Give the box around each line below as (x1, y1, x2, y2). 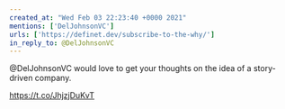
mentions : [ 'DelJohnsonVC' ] (9, 22, 115, 31)
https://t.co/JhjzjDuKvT (9, 90, 95, 101)
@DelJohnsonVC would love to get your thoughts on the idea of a (9, 63, 252, 74)
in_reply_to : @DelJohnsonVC (9, 38, 115, 48)
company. (34, 73, 72, 84)
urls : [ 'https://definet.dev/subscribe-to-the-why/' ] (9, 30, 216, 39)
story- (253, 63, 276, 74)
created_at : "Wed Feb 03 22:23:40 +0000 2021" (9, 13, 187, 23)
